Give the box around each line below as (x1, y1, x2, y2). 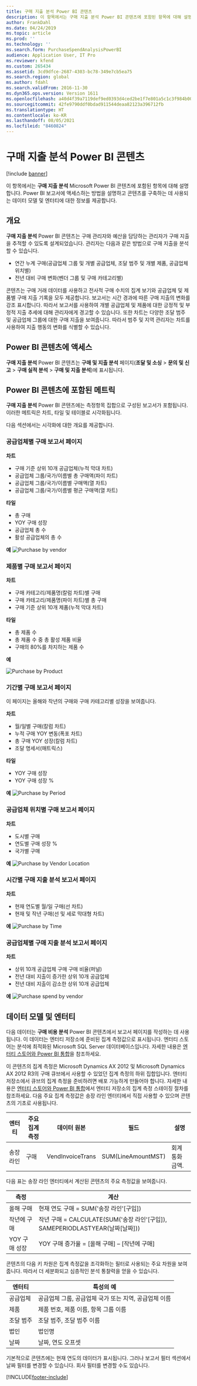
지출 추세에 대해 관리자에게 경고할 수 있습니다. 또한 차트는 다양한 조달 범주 (16, 309, 186, 316)
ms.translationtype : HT (6, 107, 64, 113)
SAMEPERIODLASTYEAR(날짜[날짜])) (38, 1224, 141, 1232)
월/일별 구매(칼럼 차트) (14, 723, 66, 730)
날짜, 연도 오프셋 (38, 1338, 81, 1346)
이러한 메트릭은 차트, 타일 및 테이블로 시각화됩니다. (6, 409, 122, 416)
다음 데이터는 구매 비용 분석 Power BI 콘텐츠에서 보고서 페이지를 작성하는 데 (6, 1028, 179, 1035)
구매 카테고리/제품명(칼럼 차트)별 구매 (14, 589, 101, 596)
